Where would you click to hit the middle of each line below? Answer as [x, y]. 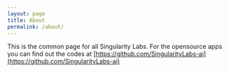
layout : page [26, 14]
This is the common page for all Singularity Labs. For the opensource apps [115, 47]
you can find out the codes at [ [51, 54]
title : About [26, 20]
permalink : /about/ [36, 27]
